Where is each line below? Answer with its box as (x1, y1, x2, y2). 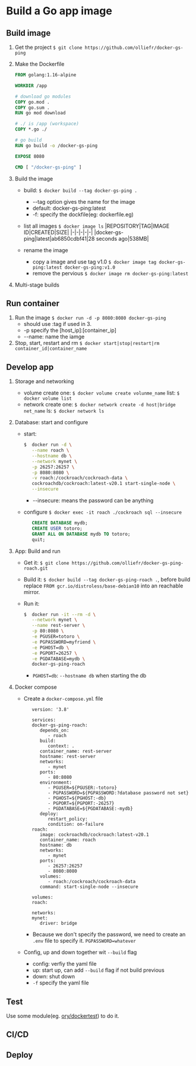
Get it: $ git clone (23, 559, 69, 566)
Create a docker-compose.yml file (23, 695, 103, 703)
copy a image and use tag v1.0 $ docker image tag (32, 258, 157, 265)
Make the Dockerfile (14, 61, 65, 67)
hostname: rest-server (39, 754, 96, 760)
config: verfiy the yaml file (32, 961, 97, 968)
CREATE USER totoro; (31, 526, 83, 532)
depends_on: (39, 728, 69, 734)
